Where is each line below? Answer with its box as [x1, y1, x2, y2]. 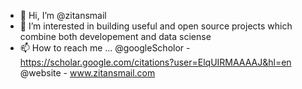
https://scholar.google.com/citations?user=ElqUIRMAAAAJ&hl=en [19, 56, 292, 68]
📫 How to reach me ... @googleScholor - [19, 42, 191, 54]
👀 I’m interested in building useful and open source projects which [19, 20, 293, 32]
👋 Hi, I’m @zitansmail [19, 10, 107, 21]
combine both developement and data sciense [19, 31, 212, 42]
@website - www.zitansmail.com [19, 67, 156, 79]
